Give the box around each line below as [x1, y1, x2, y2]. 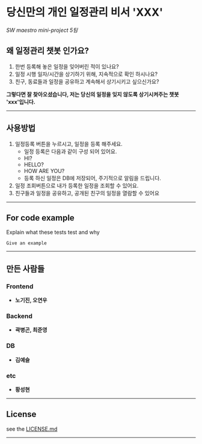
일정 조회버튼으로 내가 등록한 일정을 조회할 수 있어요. [14, 181, 139, 189]
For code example [6, 213, 75, 223]
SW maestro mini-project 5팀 [6, 26, 78, 34]
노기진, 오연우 [14, 297, 47, 304]
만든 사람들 [6, 264, 45, 274]
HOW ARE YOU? [23, 167, 65, 174]
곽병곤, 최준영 [14, 326, 47, 333]
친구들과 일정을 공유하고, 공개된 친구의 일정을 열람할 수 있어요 [14, 189, 160, 196]
